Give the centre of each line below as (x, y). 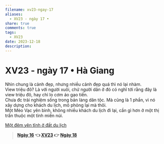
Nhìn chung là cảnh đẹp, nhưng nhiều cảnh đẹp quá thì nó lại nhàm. (73, 84)
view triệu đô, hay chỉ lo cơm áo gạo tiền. (47, 94)
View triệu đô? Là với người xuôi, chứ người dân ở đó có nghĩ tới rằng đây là (81, 89)
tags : (11, 32)
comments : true (21, 28)
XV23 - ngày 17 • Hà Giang (60, 71)
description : (18, 46)
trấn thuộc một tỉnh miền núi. (34, 115)
